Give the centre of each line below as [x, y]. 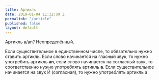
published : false [23, 23]
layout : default [22, 28]
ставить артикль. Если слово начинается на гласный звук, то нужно [77, 56]
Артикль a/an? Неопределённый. [40, 42]
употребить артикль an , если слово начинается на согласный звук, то [79, 62]
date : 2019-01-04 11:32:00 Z [35, 14]
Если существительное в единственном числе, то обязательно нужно [79, 52]
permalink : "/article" [28, 19]
